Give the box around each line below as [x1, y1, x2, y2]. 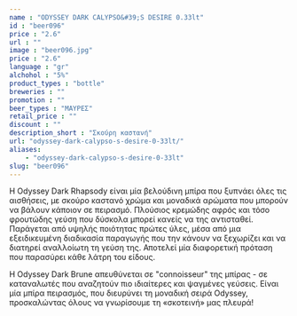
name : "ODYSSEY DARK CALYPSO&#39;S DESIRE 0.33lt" [9, 12, 204, 22]
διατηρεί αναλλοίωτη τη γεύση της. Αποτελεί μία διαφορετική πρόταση [9, 242, 273, 253]
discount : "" [9, 121, 62, 130]
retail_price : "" [9, 112, 77, 121]
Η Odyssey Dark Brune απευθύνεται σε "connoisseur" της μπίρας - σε [9, 269, 268, 280]
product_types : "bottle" [9, 79, 105, 88]
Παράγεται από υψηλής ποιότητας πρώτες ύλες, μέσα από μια [9, 224, 241, 234]
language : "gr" [9, 63, 69, 72]
